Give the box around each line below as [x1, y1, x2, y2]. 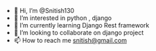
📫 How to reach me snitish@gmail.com [13, 37, 127, 44]
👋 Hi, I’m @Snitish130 [13, 7, 75, 14]
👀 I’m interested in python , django [13, 14, 112, 22]
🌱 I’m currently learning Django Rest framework [13, 21, 150, 29]
